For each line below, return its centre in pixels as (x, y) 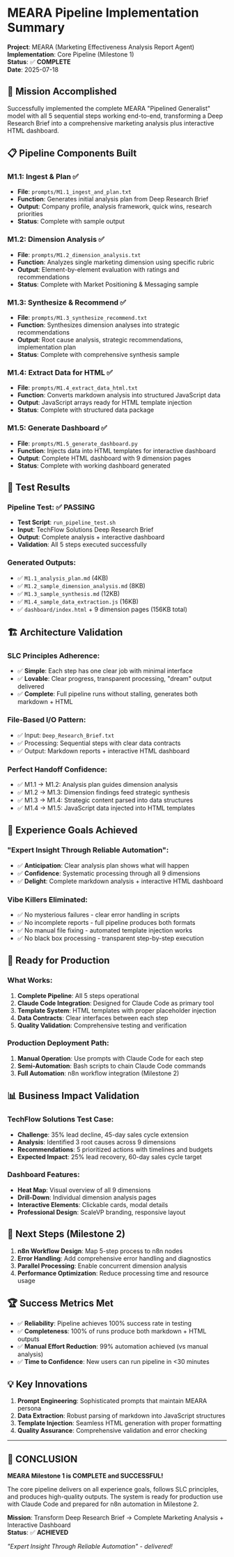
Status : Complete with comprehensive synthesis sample (98, 355)
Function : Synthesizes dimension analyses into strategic (98, 325)
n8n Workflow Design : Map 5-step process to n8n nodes (100, 1251)
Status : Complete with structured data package (86, 410)
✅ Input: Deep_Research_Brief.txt (66, 735)
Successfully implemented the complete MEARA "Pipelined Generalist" (109, 108)
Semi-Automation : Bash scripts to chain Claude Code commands (112, 1066)
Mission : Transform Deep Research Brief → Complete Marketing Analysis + (116, 1518)
